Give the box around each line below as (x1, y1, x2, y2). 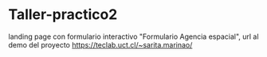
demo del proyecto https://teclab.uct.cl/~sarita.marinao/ (8, 40, 193, 49)
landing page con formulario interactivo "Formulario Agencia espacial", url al (8, 32, 259, 41)
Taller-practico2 (8, 6, 118, 24)
